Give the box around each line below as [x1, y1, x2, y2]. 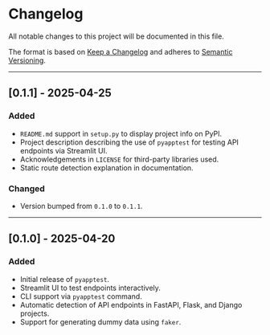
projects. [19, 308, 50, 318]
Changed [8, 182, 46, 194]
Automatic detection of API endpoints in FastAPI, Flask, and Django [19, 300, 243, 309]
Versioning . [8, 55, 47, 65]
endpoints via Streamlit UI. [19, 145, 108, 155]
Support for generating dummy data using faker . [19, 317, 182, 326]
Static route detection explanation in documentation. [19, 162, 194, 173]
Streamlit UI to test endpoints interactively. [19, 283, 161, 292]
